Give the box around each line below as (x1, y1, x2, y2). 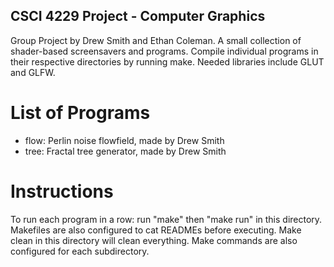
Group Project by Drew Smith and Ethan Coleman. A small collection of (10, 34, 302, 46)
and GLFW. (10, 66, 56, 78)
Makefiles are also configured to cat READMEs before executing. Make (10, 224, 302, 236)
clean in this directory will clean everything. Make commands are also (10, 234, 298, 246)
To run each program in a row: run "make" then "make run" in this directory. (10, 213, 323, 225)
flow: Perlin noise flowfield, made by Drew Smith (24, 134, 225, 146)
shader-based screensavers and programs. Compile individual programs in (10, 45, 319, 57)
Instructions (10, 180, 114, 203)
